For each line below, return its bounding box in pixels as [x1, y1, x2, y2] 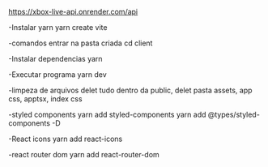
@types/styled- [207, 109, 261, 119]
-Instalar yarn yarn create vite [8, 23, 108, 32]
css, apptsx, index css [8, 94, 83, 104]
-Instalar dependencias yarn [8, 54, 103, 63]
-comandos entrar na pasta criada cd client [8, 38, 153, 48]
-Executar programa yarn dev [8, 70, 107, 79]
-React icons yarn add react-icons [8, 134, 123, 143]
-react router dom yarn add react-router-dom [8, 150, 160, 159]
